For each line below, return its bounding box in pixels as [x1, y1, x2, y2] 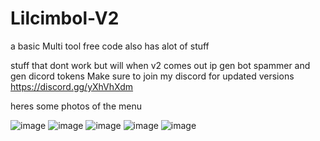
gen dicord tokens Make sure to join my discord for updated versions [10, 70, 295, 82]
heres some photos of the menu [10, 100, 142, 112]
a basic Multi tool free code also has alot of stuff [10, 40, 210, 52]
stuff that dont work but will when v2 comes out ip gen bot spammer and [10, 59, 311, 71]
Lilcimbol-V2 [10, 7, 120, 30]
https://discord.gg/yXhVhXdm [10, 80, 134, 92]
